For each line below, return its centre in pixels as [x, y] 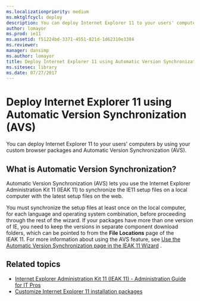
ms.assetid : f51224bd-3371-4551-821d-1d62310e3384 [70, 39]
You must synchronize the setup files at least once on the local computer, [96, 207]
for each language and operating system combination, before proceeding [96, 214]
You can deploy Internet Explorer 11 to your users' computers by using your [98, 144]
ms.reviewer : [22, 45]
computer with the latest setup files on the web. [65, 196]
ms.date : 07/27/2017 [32, 73]
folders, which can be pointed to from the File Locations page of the [90, 233]
